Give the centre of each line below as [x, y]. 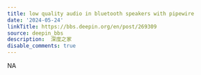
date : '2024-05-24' [35, 20]
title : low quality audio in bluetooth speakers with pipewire [101, 14]
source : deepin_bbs [35, 33]
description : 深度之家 [39, 40]
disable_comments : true [42, 46]
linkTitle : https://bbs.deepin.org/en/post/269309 [82, 26]
